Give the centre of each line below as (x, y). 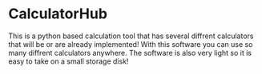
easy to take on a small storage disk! (69, 61)
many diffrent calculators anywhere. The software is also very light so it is (130, 53)
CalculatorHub (58, 14)
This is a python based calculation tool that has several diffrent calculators (131, 36)
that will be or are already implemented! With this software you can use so (131, 44)
